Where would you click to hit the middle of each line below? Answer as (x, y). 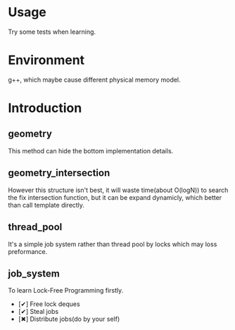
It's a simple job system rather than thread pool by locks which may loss (113, 244)
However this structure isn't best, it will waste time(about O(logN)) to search (118, 190)
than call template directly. (46, 205)
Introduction (45, 108)
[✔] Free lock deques (49, 304)
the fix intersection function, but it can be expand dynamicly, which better (115, 197)
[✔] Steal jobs (38, 312)
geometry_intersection (59, 173)
